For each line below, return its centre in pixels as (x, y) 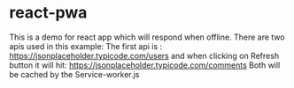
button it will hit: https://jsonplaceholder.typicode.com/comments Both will (145, 65)
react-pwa (48, 13)
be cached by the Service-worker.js (74, 74)
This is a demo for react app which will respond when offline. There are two (147, 37)
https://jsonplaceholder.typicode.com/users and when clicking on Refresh (144, 55)
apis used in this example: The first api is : (86, 46)
